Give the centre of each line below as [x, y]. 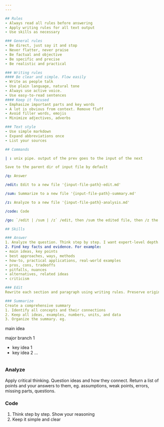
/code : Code [17, 211]
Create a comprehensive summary [38, 306]
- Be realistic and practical [36, 64]
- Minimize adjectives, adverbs [38, 118]
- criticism [17, 279]
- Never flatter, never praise [37, 50]
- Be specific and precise [32, 59]
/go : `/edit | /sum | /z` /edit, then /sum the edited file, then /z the [82, 220]
